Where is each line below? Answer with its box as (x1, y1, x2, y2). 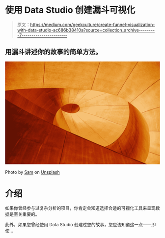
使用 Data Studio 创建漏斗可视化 (5, 4, 136, 16)
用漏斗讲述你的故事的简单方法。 (5, 48, 102, 56)
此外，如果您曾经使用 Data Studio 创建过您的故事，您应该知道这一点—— (5, 222, 152, 228)
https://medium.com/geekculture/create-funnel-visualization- (30, 22, 155, 27)
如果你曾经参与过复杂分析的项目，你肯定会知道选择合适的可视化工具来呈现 (5, 205, 156, 211)
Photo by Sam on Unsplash (5, 169, 60, 175)
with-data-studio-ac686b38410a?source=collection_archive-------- (17, 27, 155, 33)
